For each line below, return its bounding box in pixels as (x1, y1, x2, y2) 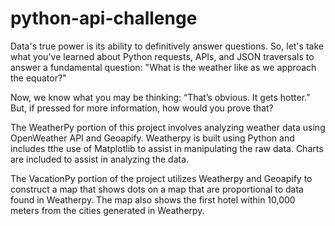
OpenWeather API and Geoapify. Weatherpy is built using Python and (10, 132, 295, 144)
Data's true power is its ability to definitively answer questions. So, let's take (10, 40, 324, 52)
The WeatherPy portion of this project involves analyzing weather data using (10, 121, 326, 133)
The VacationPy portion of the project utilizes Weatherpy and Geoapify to (10, 172, 313, 184)
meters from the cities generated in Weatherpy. (10, 204, 205, 216)
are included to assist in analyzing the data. (10, 153, 190, 165)
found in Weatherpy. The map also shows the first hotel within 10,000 (10, 193, 296, 206)
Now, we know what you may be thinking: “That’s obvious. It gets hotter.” (10, 91, 311, 103)
